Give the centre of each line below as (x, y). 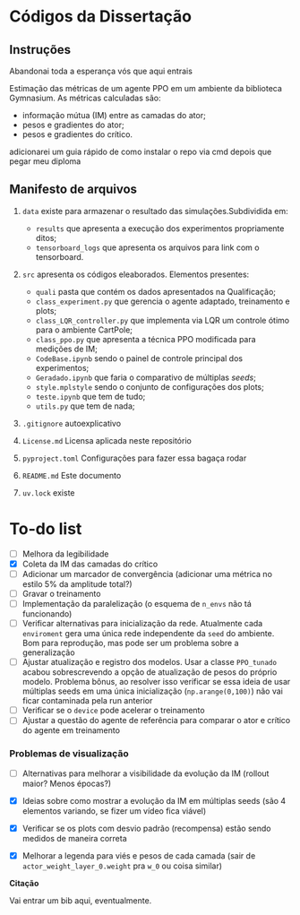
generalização (48, 652)
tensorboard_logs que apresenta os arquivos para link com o (147, 247)
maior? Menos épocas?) (67, 783)
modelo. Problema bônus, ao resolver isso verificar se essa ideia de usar (156, 682)
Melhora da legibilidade (65, 554)
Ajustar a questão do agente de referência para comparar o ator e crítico (156, 721)
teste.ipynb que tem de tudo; (90, 396)
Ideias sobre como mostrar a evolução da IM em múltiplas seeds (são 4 (154, 800)
